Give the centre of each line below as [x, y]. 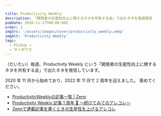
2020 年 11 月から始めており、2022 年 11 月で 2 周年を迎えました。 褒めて [79, 80]
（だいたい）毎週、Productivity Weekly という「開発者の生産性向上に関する [81, 64]
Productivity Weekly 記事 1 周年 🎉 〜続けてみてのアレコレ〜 [71, 102]
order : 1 [14, 27]
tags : [10, 41]
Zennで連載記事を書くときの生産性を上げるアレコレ [64, 109]
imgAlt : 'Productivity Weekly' [37, 36]
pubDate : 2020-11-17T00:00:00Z [37, 23]
